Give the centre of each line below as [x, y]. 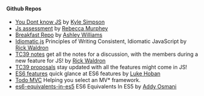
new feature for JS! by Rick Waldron [60, 61]
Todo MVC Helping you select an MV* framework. [78, 80]
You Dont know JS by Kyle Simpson [60, 22]
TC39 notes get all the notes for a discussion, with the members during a [107, 54]
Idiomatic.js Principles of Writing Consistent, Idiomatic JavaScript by [101, 41]
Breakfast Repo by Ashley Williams [58, 35]
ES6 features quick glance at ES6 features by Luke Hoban [88, 74]
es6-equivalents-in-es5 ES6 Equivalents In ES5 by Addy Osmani [96, 87]
